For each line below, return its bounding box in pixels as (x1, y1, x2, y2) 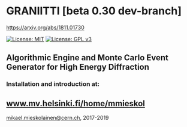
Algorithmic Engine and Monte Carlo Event (6, 52, 169, 63)
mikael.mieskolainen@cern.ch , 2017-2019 (6, 114, 109, 122)
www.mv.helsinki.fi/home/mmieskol (6, 98, 146, 109)
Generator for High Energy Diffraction (6, 62, 150, 72)
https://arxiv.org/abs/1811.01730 (6, 24, 85, 31)
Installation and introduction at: (6, 80, 100, 88)
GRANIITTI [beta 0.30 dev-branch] (6, 4, 182, 18)
